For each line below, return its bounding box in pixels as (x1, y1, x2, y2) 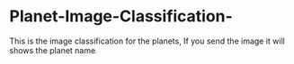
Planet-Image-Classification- (9, 6, 234, 27)
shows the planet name (9, 44, 96, 55)
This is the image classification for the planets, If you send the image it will (9, 36, 285, 46)
